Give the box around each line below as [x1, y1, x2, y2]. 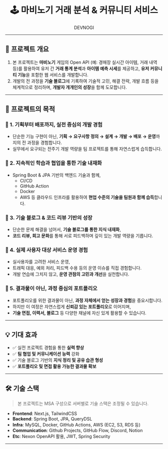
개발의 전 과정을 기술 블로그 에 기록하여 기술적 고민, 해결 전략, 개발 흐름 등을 [12, 78, 159, 84]
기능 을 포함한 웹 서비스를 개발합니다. [17, 71, 88, 77]
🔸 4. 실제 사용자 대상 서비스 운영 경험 [5, 246, 88, 253]
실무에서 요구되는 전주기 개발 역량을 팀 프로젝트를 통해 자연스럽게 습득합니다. [12, 146, 162, 152]
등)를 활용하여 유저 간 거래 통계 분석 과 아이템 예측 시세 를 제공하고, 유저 [12, 65, 149, 71]
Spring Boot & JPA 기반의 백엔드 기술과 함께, [12, 172, 101, 178]
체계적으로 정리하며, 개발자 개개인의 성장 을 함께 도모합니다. [12, 84, 127, 90]
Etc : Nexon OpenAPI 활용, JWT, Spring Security [12, 433, 110, 439]
